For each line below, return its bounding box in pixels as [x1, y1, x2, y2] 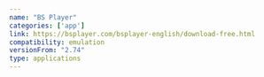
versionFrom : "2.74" [9, 46, 86, 55]
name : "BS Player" [9, 12, 77, 22]
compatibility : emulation [9, 37, 105, 47]
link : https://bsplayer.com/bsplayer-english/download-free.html [9, 29, 255, 38]
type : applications [9, 54, 82, 63]
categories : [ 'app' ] [9, 21, 86, 30]
